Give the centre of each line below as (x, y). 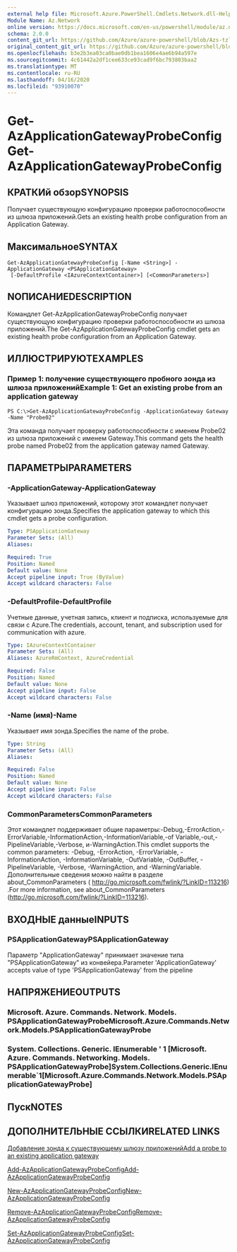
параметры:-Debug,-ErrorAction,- (175, 830)
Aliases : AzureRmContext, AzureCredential (71, 659)
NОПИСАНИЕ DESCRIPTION (69, 297)
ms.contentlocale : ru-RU (44, 73)
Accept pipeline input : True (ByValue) (66, 577)
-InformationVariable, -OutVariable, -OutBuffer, (130, 859)
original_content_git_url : (47, 47)
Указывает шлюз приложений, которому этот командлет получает (108, 504)
